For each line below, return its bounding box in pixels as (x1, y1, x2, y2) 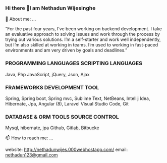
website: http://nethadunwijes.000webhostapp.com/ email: (5, 146, 128, 153)
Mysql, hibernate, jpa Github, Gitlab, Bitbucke (5, 125, 99, 131)
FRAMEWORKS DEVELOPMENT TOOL (5, 84, 99, 91)
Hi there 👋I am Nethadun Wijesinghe (5, 5, 96, 12)
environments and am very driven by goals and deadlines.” (5, 47, 128, 53)
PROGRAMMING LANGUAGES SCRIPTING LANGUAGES (5, 60, 143, 67)
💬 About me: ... (5, 16, 36, 22)
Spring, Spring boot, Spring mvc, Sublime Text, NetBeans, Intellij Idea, (5, 95, 150, 101)
